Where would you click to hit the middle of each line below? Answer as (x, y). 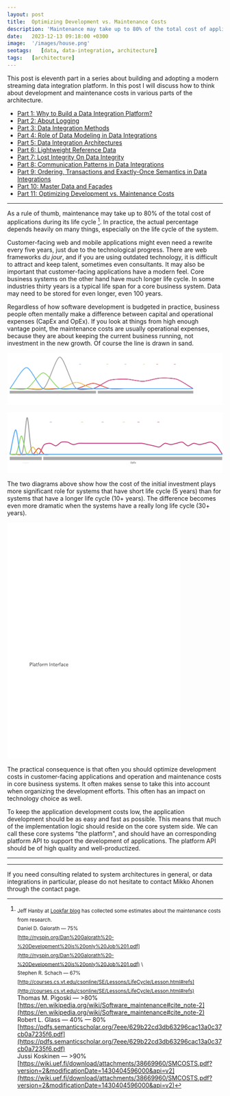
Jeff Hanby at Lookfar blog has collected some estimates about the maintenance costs (119, 911)
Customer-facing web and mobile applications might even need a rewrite (110, 242)
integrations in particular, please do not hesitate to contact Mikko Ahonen (111, 881)
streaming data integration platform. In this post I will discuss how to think (111, 85)
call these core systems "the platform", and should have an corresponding (112, 833)
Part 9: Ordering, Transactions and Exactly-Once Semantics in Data (112, 171)
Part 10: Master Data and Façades (65, 186)
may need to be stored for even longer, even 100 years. (85, 293)
